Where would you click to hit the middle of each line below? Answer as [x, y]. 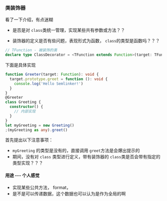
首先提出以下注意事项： [29, 140]
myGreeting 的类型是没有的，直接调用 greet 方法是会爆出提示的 [76, 151]
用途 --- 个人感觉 [22, 176]
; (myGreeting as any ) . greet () [37, 130]
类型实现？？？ [28, 163]
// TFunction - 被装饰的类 [31, 50]
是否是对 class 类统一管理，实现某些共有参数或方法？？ [69, 30]
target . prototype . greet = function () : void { [59, 79]
